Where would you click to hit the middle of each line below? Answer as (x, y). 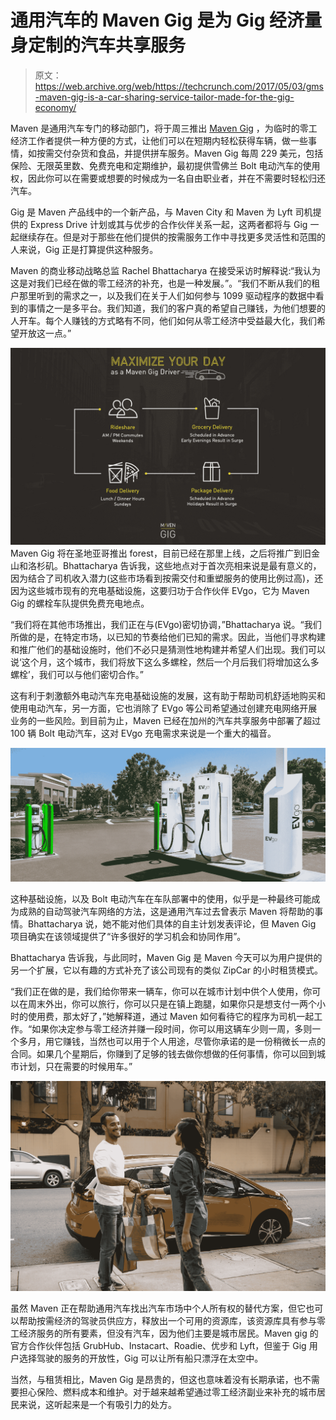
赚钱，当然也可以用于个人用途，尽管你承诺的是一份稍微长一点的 (194, 1042)
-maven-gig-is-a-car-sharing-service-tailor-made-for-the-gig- (164, 97)
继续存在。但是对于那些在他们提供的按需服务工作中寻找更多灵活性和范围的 (172, 237)
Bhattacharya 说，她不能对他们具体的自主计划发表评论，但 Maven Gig (172, 924)
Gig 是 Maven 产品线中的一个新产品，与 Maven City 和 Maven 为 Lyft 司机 (161, 212)
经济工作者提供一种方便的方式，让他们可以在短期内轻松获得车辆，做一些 (159, 140)
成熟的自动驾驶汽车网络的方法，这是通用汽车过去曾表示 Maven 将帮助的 (166, 912)
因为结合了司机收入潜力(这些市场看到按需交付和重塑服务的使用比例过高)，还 (167, 578)
